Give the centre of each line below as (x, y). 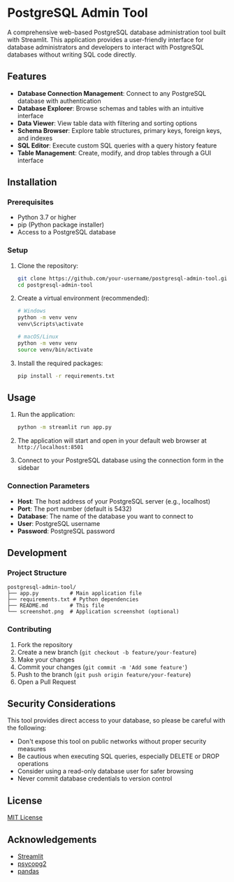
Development (37, 553)
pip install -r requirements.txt (66, 376)
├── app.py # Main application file (74, 593)
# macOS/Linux (38, 337)
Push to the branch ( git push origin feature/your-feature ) (104, 674)
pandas (28, 872)
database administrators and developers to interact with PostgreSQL (106, 47)
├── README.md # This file (56, 606)
